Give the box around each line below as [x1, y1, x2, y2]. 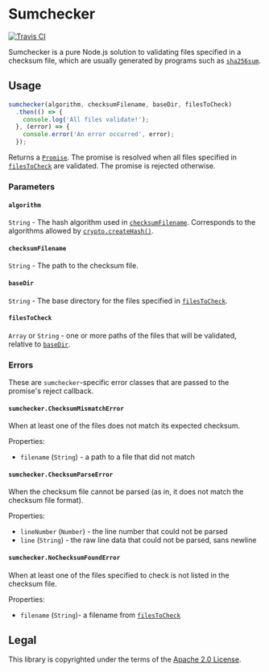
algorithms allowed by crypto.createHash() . [8, 226, 155, 236]
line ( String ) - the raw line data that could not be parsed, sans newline [19, 535, 257, 545]
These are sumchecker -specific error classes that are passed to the [8, 378, 230, 388]
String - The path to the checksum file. [8, 261, 139, 271]
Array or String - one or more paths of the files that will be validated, [8, 330, 238, 340]
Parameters [8, 180, 55, 192]
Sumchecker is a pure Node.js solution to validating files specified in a [8, 47, 242, 56]
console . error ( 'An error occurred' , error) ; [23, 131, 175, 139]
